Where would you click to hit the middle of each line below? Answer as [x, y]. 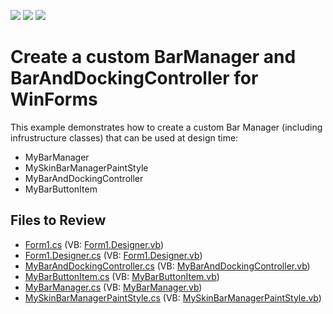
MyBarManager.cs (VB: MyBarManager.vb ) [113, 287]
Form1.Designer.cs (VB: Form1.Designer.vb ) [113, 255]
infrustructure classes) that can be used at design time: [124, 137]
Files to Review [58, 220]
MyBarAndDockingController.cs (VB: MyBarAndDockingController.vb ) [167, 266]
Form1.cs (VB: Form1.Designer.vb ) [94, 244]
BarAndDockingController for [134, 78]
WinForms [54, 99]
